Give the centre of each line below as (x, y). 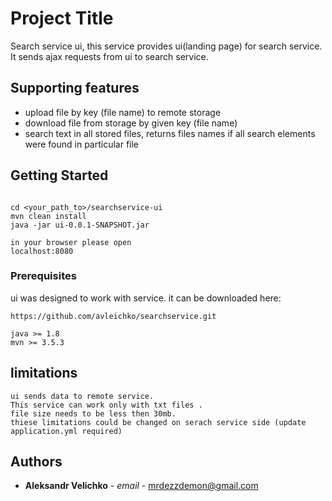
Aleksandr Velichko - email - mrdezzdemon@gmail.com (141, 486)
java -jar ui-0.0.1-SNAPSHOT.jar (80, 225)
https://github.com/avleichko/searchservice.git (113, 316)
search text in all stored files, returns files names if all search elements (170, 133)
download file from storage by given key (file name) (131, 123)
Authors (36, 462)
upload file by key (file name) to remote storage (123, 112)
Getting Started (59, 175)
